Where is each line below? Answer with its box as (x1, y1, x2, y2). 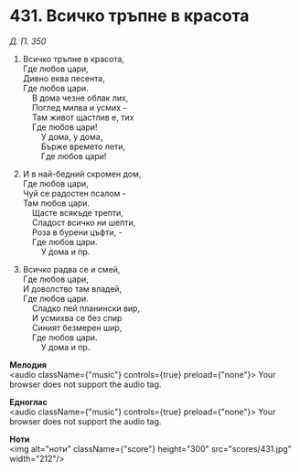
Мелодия (9, 359, 48, 370)
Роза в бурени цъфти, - (31, 226, 123, 238)
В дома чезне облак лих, (31, 92, 129, 103)
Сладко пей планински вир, (31, 303, 140, 314)
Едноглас (9, 396, 48, 407)
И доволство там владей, (22, 283, 123, 294)
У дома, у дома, (40, 131, 103, 142)
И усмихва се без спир (31, 312, 123, 323)
